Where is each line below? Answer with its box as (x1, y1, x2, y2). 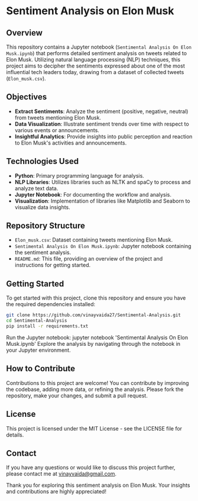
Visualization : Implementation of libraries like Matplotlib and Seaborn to (14, 197, 190, 204)
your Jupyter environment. (6, 346, 71, 354)
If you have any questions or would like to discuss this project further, (6, 464, 176, 471)
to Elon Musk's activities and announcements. (14, 139, 127, 146)
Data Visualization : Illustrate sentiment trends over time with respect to (14, 120, 189, 127)
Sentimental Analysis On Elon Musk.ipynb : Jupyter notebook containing (14, 243, 191, 250)
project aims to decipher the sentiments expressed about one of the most (6, 62, 185, 69)
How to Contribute (6, 364, 76, 374)
